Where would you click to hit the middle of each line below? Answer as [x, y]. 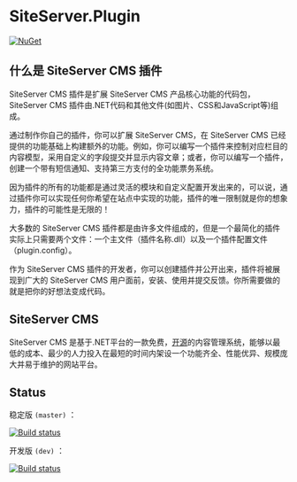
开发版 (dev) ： [37, 451]
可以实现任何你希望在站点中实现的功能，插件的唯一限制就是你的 [156, 198]
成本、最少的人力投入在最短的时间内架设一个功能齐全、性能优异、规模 [152, 353]
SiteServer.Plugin [75, 16]
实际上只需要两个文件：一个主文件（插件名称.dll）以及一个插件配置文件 [138, 239]
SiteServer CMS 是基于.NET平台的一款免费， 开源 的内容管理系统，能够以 [141, 342]
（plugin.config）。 [43, 250]
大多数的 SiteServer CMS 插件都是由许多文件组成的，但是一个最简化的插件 [145, 228]
